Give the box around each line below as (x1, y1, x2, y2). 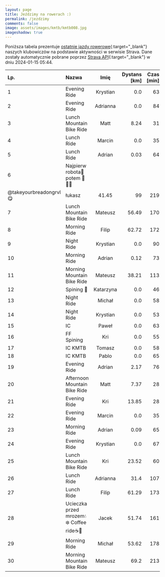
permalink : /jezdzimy (5, 16, 50, 21)
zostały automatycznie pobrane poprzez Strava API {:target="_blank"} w (5, 54, 151, 60)
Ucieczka (65, 500, 87, 507)
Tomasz (96, 345, 114, 351)
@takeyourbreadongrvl (7, 189, 61, 195)
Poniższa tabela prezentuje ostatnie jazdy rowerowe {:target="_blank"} (5, 44, 147, 49)
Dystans (122, 71, 142, 78)
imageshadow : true (5, 30, 43, 35)
